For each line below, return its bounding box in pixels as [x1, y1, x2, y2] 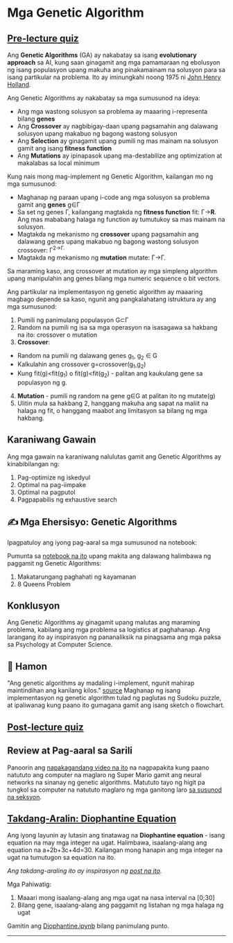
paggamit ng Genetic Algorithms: [7, 559, 102, 567]
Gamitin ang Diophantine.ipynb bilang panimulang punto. [7, 921, 170, 931]
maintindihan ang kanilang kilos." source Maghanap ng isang [7, 686, 181, 695]
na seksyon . [7, 792, 42, 801]
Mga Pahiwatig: [7, 880, 52, 889]
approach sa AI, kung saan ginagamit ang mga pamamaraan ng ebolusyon [7, 58, 221, 67]
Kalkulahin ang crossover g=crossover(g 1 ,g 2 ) [17, 360, 146, 371]
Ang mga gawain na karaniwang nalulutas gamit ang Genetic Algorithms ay [7, 452, 222, 461]
